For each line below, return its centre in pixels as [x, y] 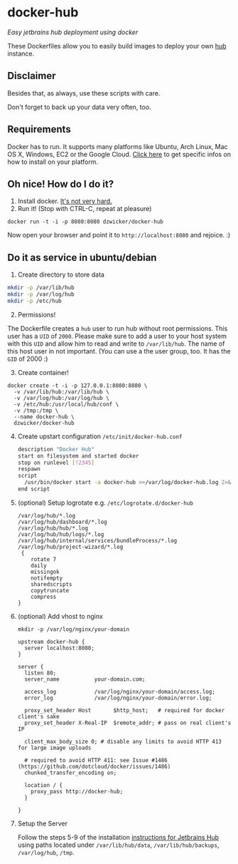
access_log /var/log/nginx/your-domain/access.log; [120, 691]
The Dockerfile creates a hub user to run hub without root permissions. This [118, 328]
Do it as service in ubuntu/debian [82, 257]
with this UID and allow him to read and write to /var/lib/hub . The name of [116, 344]
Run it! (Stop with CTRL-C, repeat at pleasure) [85, 209]
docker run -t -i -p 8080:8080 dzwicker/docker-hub [85, 222]
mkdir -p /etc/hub [34, 301]
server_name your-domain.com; [85, 679]
